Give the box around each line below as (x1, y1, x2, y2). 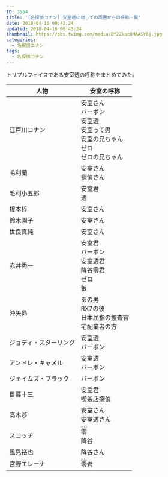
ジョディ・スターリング (9, 338, 75, 347)
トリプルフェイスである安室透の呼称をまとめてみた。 (6, 71, 138, 78)
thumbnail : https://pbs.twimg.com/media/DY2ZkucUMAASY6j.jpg (6, 31, 163, 37)
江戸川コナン (9, 125, 46, 134)
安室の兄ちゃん (80, 134, 123, 143)
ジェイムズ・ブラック (9, 374, 70, 383)
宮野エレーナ (9, 460, 46, 468)
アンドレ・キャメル (9, 358, 64, 367)
